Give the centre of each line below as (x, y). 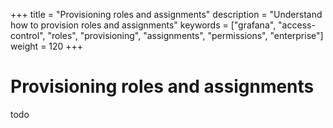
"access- (297, 25)
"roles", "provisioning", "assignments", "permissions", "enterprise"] (185, 35)
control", (28, 35)
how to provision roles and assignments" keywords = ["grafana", (143, 25)
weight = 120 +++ (47, 46)
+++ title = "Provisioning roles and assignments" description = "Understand (166, 14)
